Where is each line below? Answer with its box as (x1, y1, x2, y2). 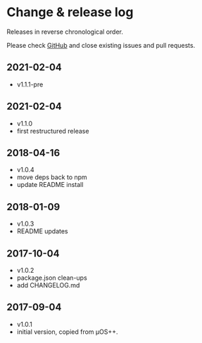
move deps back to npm (16, 173, 87, 181)
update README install (16, 181, 84, 189)
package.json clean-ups (16, 273, 87, 282)
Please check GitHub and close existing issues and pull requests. (6, 41, 196, 49)
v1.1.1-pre (16, 80, 44, 89)
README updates (16, 227, 68, 235)
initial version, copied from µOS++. (16, 328, 118, 336)
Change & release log (6, 4, 134, 20)
